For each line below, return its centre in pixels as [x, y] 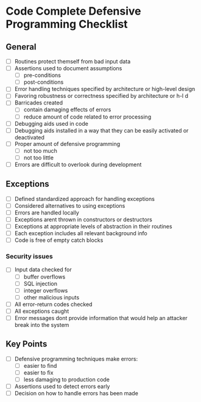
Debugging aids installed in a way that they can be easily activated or [101, 130]
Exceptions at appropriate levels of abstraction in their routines [93, 226]
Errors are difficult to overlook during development [78, 164]
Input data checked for [43, 269]
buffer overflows [44, 277]
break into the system [42, 324]
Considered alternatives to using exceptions [70, 205]
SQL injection [40, 283]
